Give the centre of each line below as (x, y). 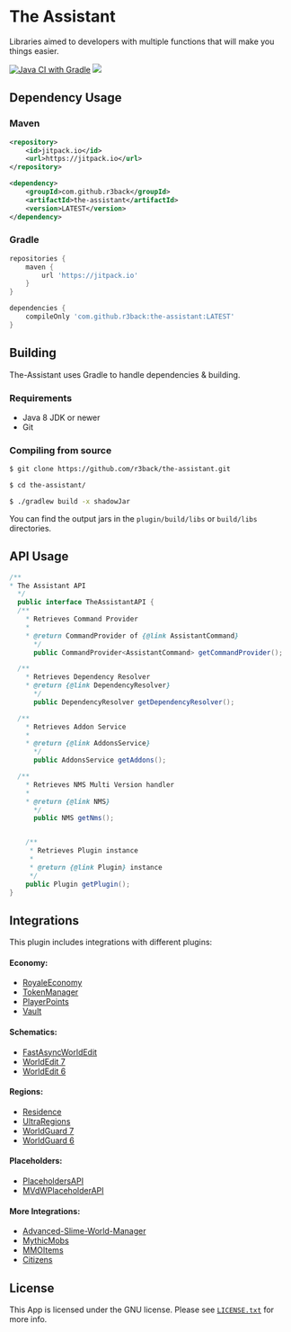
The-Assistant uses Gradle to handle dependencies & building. (125, 374)
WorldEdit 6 (44, 1071)
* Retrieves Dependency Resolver (88, 677)
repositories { (38, 258)
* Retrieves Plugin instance (84, 851)
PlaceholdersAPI (53, 1181)
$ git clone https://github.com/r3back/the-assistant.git (120, 469)
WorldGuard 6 (48, 1140)
